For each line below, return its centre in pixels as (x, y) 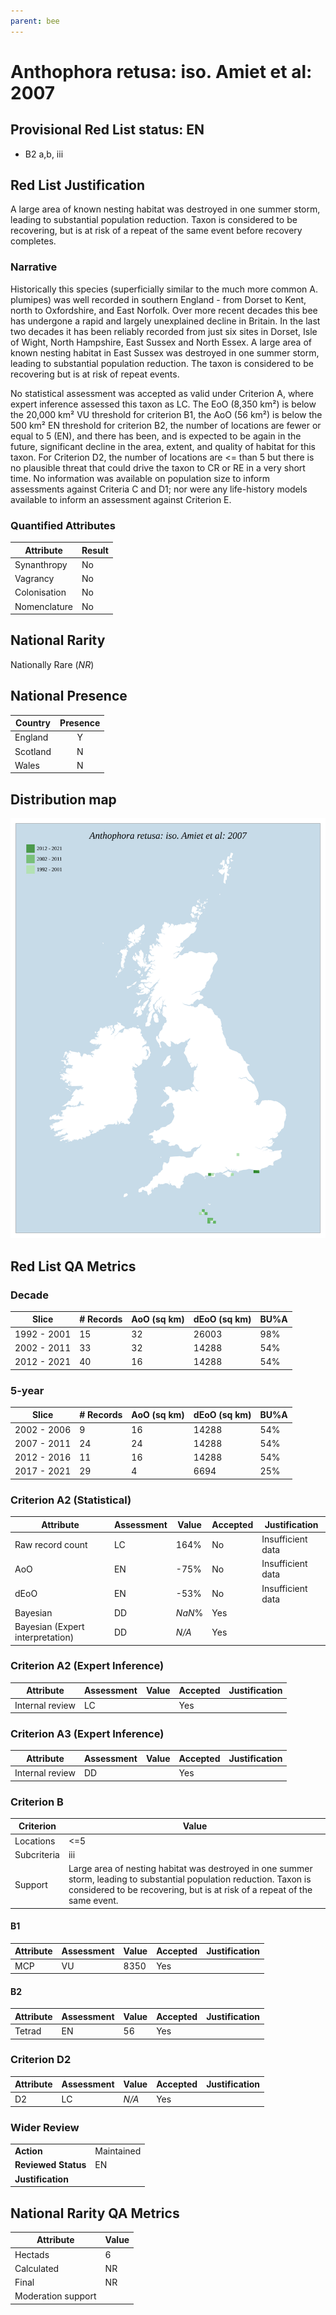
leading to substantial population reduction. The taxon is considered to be (162, 363)
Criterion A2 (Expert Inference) (87, 1666)
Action (28, 2151)
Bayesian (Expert (49, 1626)
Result (95, 550)
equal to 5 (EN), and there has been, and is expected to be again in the (156, 436)
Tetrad (28, 2031)
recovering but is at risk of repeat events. (95, 374)
